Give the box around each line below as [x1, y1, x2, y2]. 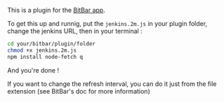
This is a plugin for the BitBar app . [7, 6, 105, 14]
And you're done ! [7, 66, 60, 74]
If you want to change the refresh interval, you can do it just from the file [7, 80, 217, 88]
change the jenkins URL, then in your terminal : [7, 27, 143, 35]
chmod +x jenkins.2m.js [7, 47, 77, 54]
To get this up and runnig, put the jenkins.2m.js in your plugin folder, [7, 20, 208, 27]
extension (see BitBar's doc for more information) [7, 87, 150, 95]
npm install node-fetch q [7, 53, 83, 60]
